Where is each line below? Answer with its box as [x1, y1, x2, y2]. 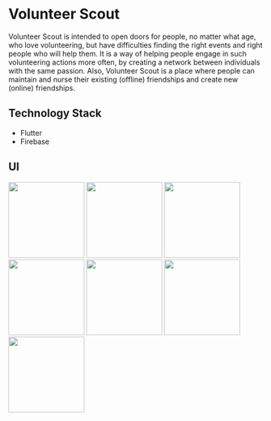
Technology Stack [8, 107, 102, 120]
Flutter [19, 128, 43, 137]
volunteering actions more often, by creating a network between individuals [8, 57, 260, 67]
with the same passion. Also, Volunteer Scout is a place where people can [8, 65, 255, 75]
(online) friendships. [8, 82, 75, 93]
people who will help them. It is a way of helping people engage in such [8, 48, 247, 58]
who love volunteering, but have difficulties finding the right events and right [8, 40, 263, 49]
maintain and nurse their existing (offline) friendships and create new [8, 74, 239, 84]
